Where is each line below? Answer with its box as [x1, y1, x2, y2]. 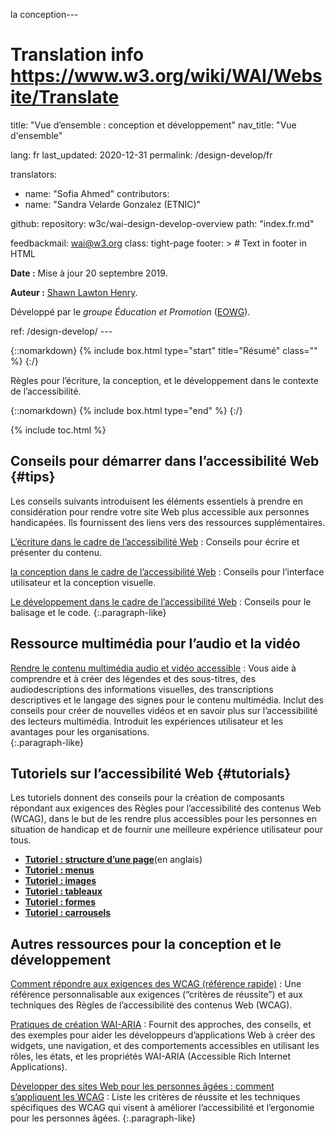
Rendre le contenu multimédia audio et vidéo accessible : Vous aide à [10, 662, 297, 674]
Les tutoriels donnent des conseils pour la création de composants [10, 792, 285, 804]
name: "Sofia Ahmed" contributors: [24, 187, 170, 199]
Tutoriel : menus [24, 864, 95, 876]
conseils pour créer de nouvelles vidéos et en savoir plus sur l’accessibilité [10, 704, 318, 716]
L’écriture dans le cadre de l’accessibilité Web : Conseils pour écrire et [10, 535, 300, 548]
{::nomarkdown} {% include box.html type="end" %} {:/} [10, 404, 243, 416]
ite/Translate [10, 86, 120, 109]
